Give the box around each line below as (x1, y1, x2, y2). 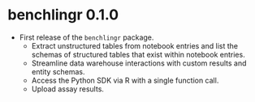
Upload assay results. (31, 83, 105, 94)
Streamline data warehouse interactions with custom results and (31, 58, 247, 68)
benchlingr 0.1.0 (7, 6, 119, 24)
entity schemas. (31, 66, 86, 76)
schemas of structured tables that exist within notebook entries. (31, 49, 245, 59)
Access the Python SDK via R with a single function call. (31, 75, 219, 85)
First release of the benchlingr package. (19, 32, 154, 42)
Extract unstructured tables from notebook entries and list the (31, 40, 239, 50)
